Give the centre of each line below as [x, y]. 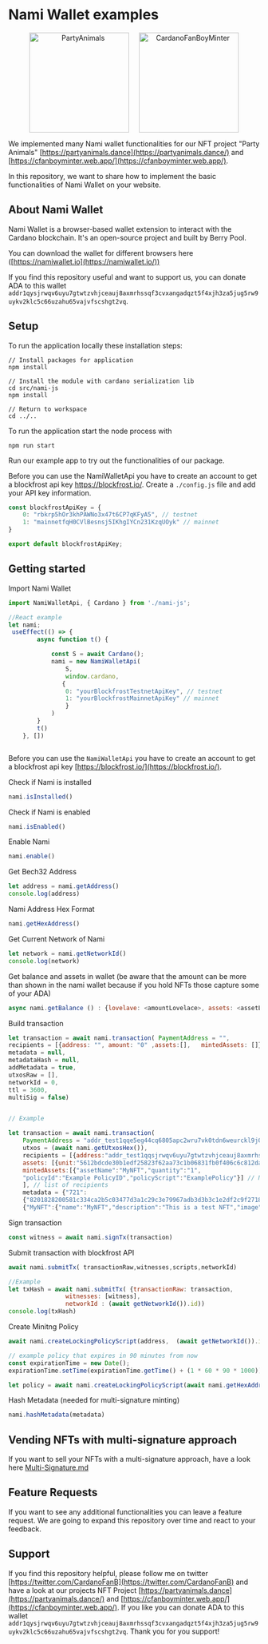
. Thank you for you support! [173, 1631]
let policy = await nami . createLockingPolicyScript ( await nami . [117, 1385]
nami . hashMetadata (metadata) [57, 1415]
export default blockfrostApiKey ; [66, 544]
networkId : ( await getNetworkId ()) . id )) [135, 1304]
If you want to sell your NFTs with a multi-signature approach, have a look [130, 1459]
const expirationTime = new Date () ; [69, 1363]
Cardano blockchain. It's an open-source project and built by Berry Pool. [128, 237]
